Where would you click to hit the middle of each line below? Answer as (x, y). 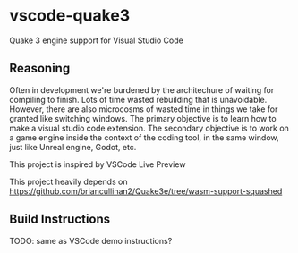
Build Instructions (60, 219)
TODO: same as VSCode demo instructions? (91, 240)
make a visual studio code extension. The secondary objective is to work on (149, 128)
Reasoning (40, 68)
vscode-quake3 (70, 16)
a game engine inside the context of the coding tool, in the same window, (144, 137)
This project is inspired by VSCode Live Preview (98, 164)
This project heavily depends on (68, 181)
